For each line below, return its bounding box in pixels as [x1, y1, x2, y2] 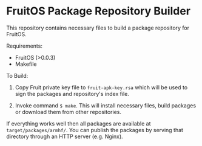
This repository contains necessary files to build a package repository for [6, 24, 190, 31]
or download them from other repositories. [15, 108, 121, 115]
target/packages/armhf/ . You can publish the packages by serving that [6, 126, 184, 133]
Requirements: [6, 42, 42, 49]
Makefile [15, 60, 37, 68]
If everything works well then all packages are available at [6, 119, 151, 127]
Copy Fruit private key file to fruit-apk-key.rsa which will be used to [15, 83, 188, 91]
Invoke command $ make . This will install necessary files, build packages [15, 101, 196, 109]
